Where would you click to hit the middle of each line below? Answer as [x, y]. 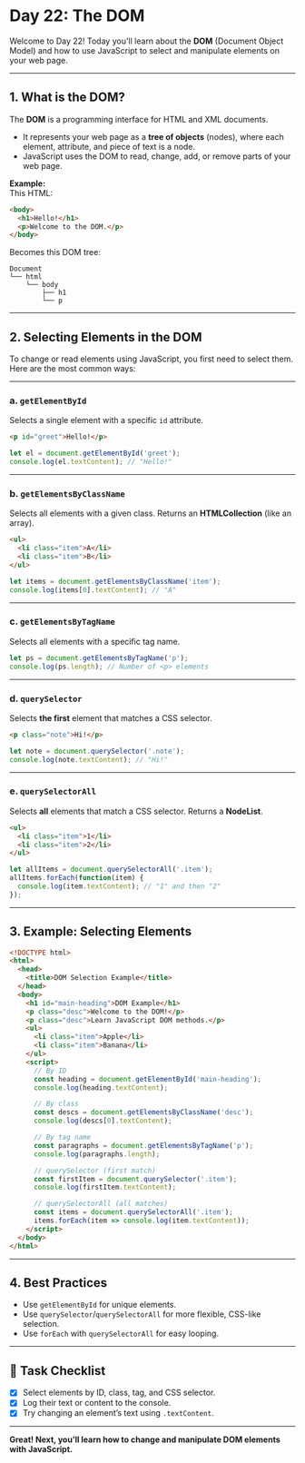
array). [22, 523]
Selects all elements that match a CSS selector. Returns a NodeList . [136, 811]
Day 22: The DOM [77, 16]
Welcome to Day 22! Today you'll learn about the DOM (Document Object [147, 41]
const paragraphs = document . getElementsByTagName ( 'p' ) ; [143, 1145]
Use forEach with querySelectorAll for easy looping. [121, 1334]
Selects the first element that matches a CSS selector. [111, 717]
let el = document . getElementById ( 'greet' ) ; [95, 454]
